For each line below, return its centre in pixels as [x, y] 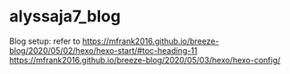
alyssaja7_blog [65, 16]
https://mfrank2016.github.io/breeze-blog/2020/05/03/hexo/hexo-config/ [145, 60]
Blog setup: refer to [45, 41]
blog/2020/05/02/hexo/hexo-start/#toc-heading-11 [103, 50]
